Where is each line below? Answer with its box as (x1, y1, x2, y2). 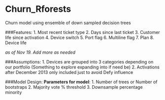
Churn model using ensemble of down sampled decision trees (5, 20, 132, 26)
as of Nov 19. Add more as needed (5, 49, 75, 55)
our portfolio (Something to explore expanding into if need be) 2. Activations (5, 64, 160, 70)
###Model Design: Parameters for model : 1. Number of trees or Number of (5, 79, 158, 85)
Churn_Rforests (5, 3, 71, 15)
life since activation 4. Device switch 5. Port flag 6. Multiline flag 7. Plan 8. (5, 34, 154, 40)
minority (5, 89, 22, 95)
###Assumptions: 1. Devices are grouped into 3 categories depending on (5, 59, 154, 65)
